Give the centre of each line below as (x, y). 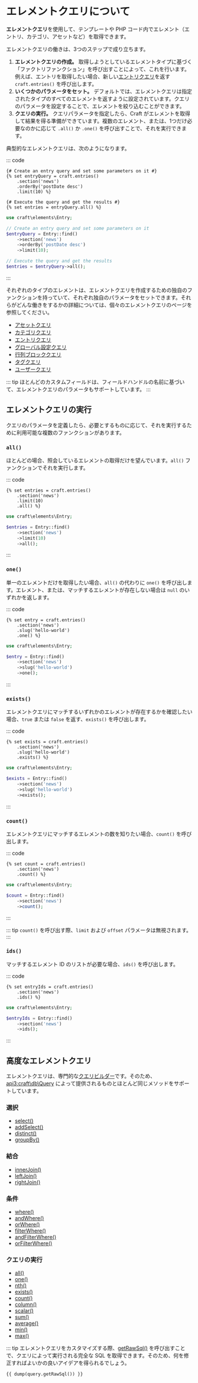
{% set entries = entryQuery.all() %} (54, 207)
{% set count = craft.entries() (46, 864)
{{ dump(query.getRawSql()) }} (45, 1374)
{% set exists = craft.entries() (47, 742)
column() (26, 1305)
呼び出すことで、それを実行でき (143, 128)
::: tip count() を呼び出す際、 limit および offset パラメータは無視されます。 (99, 930)
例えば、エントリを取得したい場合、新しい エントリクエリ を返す (92, 76)
